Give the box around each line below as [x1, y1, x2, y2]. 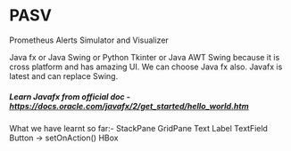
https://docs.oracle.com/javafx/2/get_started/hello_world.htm [9, 100, 249, 111]
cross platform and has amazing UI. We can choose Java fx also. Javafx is [9, 61, 283, 72]
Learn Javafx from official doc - [9, 91, 131, 102]
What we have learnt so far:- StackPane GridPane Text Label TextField [9, 123, 268, 133]
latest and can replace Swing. [9, 70, 119, 81]
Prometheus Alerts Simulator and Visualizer [9, 35, 170, 45]
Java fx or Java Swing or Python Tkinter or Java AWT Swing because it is [9, 52, 280, 62]
